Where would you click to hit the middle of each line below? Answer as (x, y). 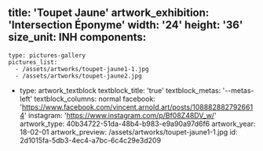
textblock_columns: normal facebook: (95, 99)
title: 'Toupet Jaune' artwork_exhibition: (109, 13)
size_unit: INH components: (77, 37)
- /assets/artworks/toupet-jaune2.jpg (79, 76)
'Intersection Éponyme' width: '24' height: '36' (126, 25)
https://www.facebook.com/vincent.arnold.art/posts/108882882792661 (138, 107)
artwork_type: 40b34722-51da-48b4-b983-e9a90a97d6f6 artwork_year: (137, 124)
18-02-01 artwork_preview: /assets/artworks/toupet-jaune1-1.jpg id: (128, 131)
